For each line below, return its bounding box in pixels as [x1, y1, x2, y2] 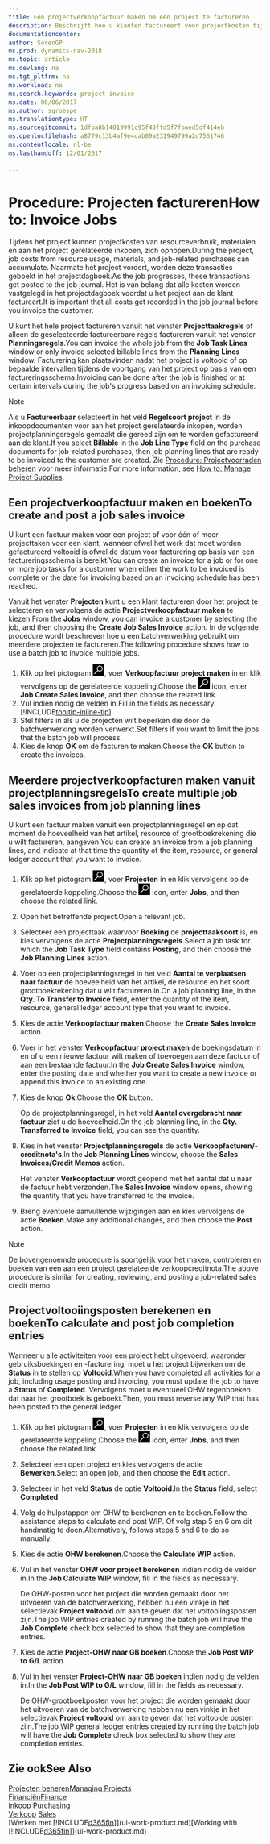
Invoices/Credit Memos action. [19, 1158, 125, 1168]
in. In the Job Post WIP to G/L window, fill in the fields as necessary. [19, 1680, 244, 1689]
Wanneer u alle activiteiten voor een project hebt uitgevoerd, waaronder [8, 1351, 247, 1360]
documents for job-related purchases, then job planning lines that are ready [8, 447, 259, 456]
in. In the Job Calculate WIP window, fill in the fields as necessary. [19, 1573, 239, 1583]
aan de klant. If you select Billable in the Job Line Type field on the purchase [8, 438, 261, 447]
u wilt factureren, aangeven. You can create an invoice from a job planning [8, 837, 253, 847]
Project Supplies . [8, 472, 65, 482]
